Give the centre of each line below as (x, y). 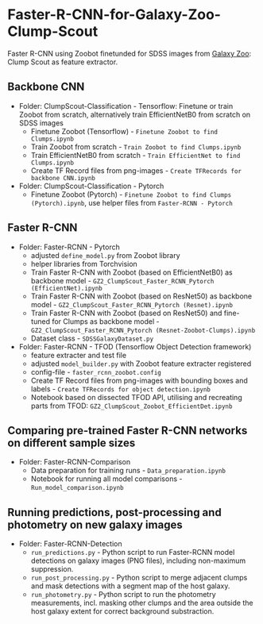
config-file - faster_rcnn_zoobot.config (96, 372)
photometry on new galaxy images (95, 524)
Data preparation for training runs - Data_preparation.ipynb (128, 471)
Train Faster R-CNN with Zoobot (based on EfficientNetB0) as (131, 272)
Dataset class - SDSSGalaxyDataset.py (92, 338)
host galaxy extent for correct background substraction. (122, 611)
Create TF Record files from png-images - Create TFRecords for (136, 170)
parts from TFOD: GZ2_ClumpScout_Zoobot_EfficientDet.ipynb (131, 406)
